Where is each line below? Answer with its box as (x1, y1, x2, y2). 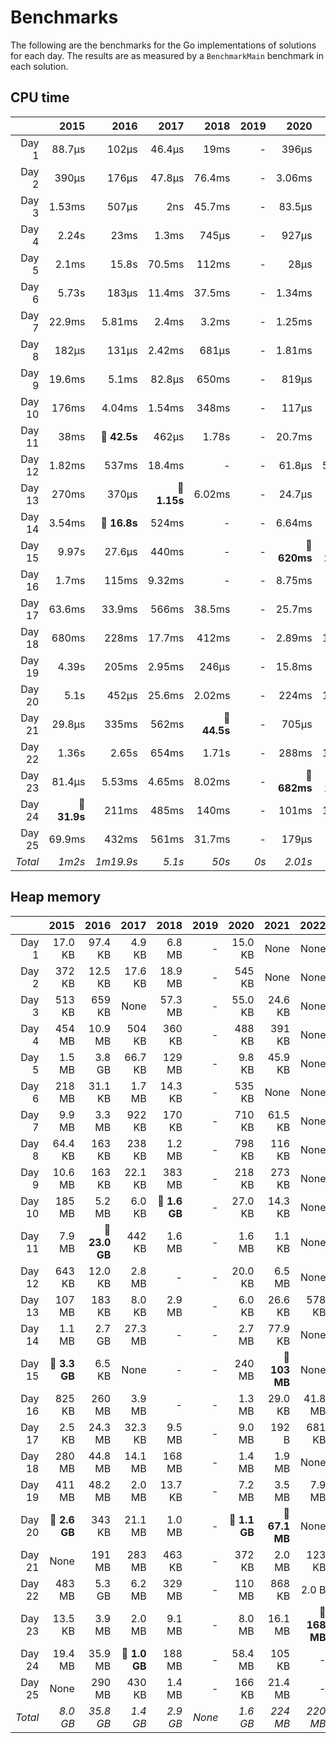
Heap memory (10, 889, 102, 906)
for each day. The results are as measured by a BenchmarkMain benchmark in (10, 49, 324, 61)
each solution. (10, 60, 69, 72)
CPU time (10, 89, 70, 106)
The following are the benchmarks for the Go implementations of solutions (10, 39, 317, 51)
